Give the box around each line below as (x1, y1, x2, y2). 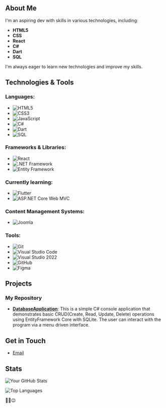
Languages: (5, 93, 35, 100)
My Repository (5, 294, 42, 301)
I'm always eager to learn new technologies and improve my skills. (5, 63, 143, 69)
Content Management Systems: (5, 208, 85, 215)
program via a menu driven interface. (12, 322, 90, 328)
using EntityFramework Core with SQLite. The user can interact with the (12, 316, 161, 322)
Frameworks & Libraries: (5, 144, 66, 151)
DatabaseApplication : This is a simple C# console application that (12, 306, 150, 312)
